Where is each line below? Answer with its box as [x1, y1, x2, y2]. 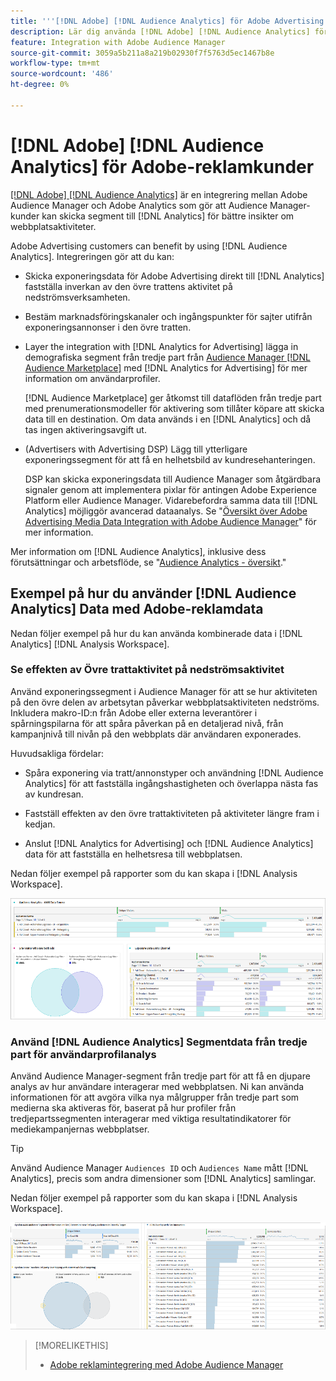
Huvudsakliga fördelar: [10, 747, 104, 759]
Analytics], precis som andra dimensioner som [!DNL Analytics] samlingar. [10, 1172, 317, 1184]
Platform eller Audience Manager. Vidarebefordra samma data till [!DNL [24, 494, 318, 506]
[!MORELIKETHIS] [34, 1340, 109, 1352]
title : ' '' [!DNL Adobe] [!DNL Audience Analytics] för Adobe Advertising [10, 16, 325, 26]
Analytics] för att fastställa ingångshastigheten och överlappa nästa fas [24, 777, 319, 789]
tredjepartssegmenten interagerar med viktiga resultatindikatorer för [10, 1112, 292, 1124]
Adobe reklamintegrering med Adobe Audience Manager [49, 1359, 284, 1371]
